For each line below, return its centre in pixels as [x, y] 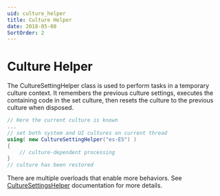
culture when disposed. [41, 108]
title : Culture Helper [40, 20]
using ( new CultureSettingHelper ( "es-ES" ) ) [72, 139]
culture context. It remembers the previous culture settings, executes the [110, 93]
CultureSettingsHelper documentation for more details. [85, 186]
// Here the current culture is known [63, 120]
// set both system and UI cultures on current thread [87, 133]
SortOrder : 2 [26, 33]
